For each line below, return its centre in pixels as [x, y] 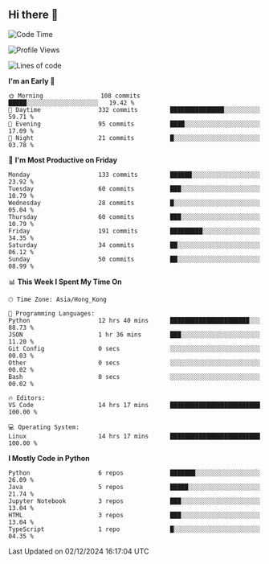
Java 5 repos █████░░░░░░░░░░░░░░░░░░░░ [134, 487]
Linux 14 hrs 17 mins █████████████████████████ [134, 436]
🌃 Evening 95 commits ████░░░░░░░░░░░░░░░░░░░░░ [134, 124]
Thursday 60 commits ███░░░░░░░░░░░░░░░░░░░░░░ [134, 217]
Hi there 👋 [33, 15]
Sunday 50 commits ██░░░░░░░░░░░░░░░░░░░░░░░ [134, 259]
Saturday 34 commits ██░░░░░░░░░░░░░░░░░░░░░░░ [134, 245]
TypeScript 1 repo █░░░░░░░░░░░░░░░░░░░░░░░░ [134, 529]
